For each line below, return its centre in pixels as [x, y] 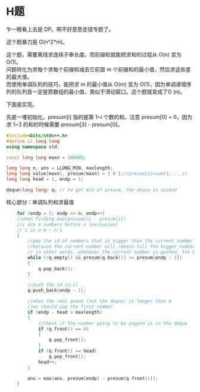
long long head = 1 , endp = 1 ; [45, 179]
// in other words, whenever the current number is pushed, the [109, 252]
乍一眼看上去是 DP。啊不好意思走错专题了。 [60, 29]
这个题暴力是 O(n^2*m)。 [37, 42]
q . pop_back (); [55, 269]
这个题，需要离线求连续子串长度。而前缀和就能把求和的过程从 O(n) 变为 [94, 54]
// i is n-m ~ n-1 [40, 230]
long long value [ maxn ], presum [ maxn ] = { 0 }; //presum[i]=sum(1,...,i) [97, 174]
